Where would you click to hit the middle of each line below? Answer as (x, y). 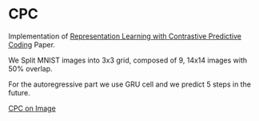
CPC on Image (32, 108)
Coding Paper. (32, 44)
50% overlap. (31, 68)
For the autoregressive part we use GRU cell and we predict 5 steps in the (130, 84)
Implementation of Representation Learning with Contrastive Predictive (125, 36)
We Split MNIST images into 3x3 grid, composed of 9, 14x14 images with (128, 60)
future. (19, 92)
